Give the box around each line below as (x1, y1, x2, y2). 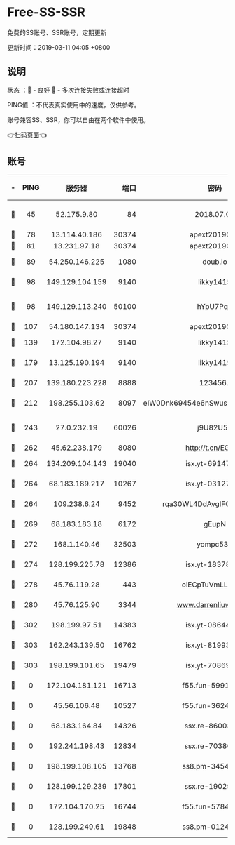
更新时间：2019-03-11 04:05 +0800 (7, 43, 111, 51)
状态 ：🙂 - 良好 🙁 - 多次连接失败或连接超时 (7, 86, 129, 94)
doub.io (202, 257, 227, 267)
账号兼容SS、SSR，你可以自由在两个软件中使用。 (7, 115, 150, 124)
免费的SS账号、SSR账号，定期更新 (7, 28, 107, 36)
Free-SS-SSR (7, 4, 85, 20)
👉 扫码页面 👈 (7, 131, 48, 139)
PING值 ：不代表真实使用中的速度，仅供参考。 (7, 100, 141, 109)
